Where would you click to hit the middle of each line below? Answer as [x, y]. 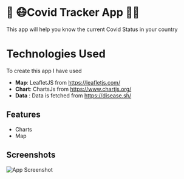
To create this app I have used [44, 71]
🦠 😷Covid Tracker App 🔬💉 [73, 12]
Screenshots [31, 155]
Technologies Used [56, 54]
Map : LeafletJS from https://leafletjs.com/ [67, 82]
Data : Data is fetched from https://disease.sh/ [73, 95]
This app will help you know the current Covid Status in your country [92, 29]
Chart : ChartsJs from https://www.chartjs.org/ [73, 89]
